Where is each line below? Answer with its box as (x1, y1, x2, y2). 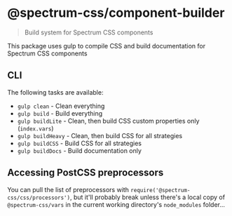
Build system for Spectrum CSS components (24, 28, 153, 36)
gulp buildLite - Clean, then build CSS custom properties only (17, 116, 200, 125)
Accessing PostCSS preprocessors (7, 167, 164, 179)
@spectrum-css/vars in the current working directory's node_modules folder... (7, 200, 226, 208)
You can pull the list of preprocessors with (7, 185, 130, 194)
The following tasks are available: (7, 88, 104, 96)
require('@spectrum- (130, 187, 191, 194)
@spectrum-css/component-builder (7, 5, 225, 21)
